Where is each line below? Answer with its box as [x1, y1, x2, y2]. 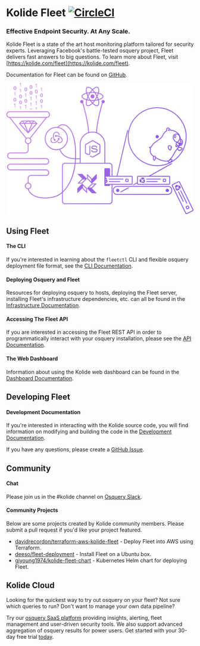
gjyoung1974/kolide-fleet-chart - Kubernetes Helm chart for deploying [14, 557, 187, 564]
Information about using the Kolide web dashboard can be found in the [6, 368, 180, 375]
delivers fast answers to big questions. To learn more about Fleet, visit [6, 54, 179, 61]
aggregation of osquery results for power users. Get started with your [6, 626, 177, 634]
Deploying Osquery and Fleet [6, 276, 80, 283]
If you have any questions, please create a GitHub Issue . [6, 446, 145, 453]
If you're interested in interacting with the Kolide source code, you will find [6, 422, 189, 429]
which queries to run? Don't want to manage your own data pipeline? [6, 602, 175, 610]
